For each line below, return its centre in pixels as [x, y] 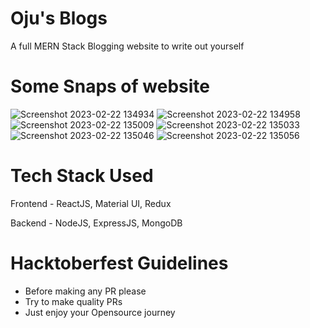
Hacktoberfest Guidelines [119, 263]
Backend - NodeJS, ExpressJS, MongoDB [96, 223]
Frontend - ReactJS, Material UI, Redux [91, 203]
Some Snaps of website [110, 86]
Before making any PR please [85, 291]
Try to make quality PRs [73, 301]
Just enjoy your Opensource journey [100, 312]
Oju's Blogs [59, 18]
